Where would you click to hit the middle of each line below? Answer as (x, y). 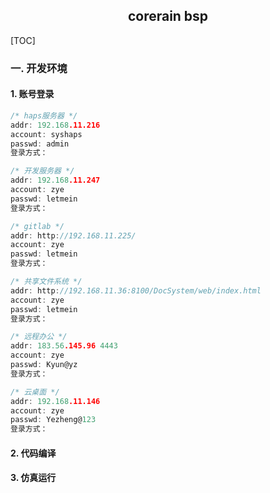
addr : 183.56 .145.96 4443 (64, 346)
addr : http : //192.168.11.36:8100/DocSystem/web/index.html (136, 290)
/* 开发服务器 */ (42, 171)
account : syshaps (46, 134)
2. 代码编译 (33, 453)
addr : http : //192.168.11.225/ (73, 235)
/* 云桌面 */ (35, 392)
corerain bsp (168, 16)
